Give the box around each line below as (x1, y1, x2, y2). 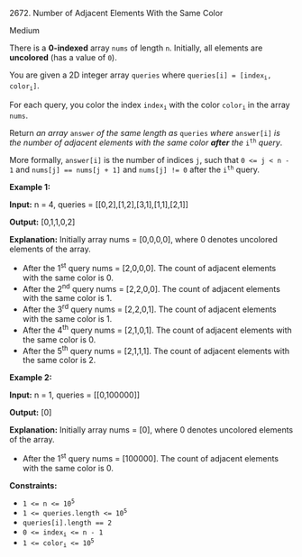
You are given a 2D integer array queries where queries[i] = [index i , (9, 69, 272, 82)
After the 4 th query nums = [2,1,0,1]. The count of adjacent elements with (22, 324, 293, 335)
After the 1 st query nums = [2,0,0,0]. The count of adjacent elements (22, 261, 277, 273)
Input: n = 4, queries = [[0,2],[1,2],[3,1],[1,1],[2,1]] (9, 199, 189, 210)
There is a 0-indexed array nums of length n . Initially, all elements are (9, 42, 263, 53)
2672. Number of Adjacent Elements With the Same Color (9, 8, 224, 18)
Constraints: (9, 480, 58, 491)
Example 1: (9, 182, 51, 193)
